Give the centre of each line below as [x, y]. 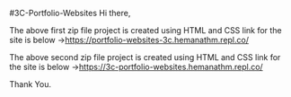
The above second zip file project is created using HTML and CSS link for [145, 57]
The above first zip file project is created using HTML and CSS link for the [145, 30]
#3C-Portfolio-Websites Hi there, [70, 13]
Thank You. [31, 84]
